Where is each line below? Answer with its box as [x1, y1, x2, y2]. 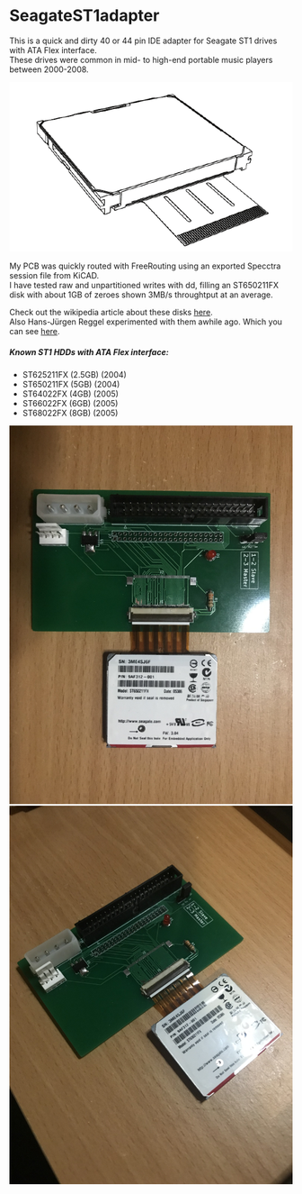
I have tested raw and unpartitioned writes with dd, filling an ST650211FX [9, 279, 280, 290]
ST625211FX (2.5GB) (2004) [22, 369, 128, 379]
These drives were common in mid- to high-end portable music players [9, 54, 273, 65]
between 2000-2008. [9, 64, 89, 75]
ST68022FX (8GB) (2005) [22, 407, 119, 418]
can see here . [9, 325, 60, 336]
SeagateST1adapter [9, 5, 160, 26]
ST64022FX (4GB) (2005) [22, 388, 120, 399]
